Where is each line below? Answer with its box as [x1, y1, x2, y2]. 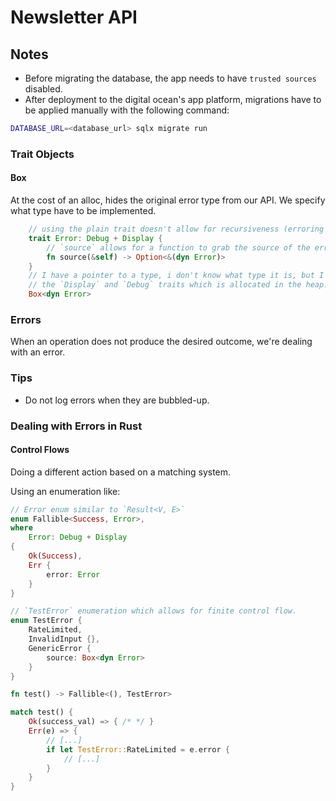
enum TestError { [10, 616, 83, 626]
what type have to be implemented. [10, 205, 157, 216]
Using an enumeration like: [10, 485, 121, 497]
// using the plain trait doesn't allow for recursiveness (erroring [28, 224, 325, 234]
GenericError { [28, 643, 92, 653]
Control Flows [10, 444, 70, 456]
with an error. [10, 346, 66, 358]
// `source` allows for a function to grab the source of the [46, 242, 311, 253]
